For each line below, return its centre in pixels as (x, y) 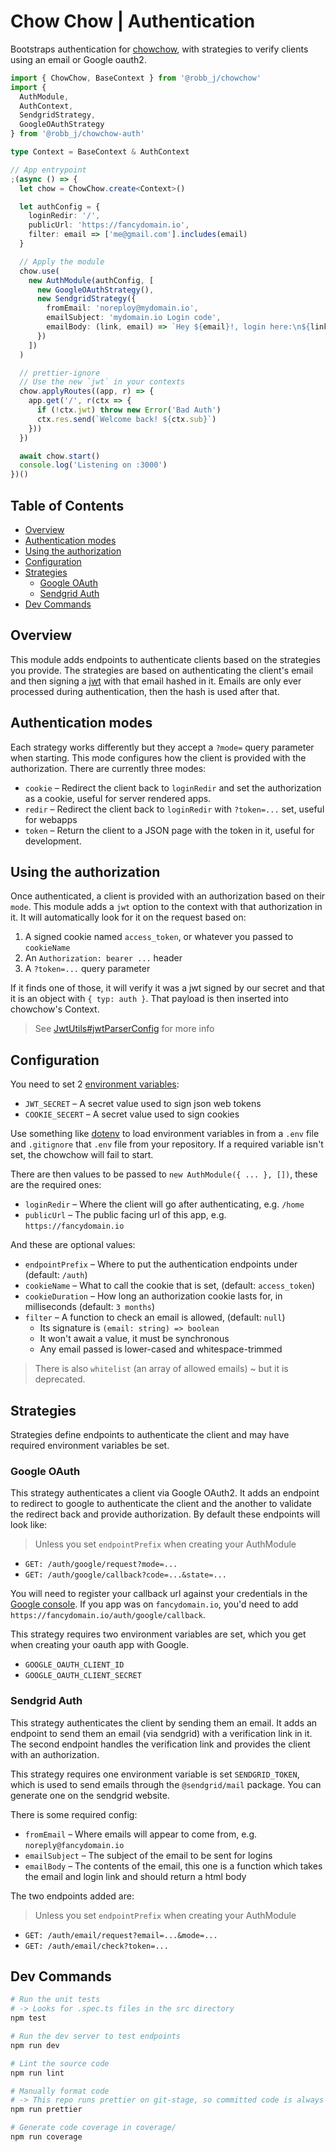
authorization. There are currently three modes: (108, 768)
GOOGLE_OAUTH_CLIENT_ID (74, 1665)
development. (53, 841)
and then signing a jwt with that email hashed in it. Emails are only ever (156, 681)
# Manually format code (60, 2091)
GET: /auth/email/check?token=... (96, 1946)
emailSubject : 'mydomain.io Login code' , (134, 318)
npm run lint (37, 2073)
